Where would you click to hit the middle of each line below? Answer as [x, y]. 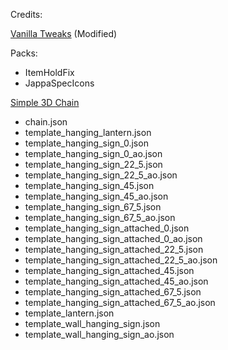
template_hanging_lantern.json [88, 132]
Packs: [24, 53]
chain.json [46, 122]
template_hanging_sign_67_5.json [93, 207]
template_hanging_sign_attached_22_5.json [114, 249]
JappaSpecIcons [59, 83]
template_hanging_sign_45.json [89, 185]
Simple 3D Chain [45, 102]
